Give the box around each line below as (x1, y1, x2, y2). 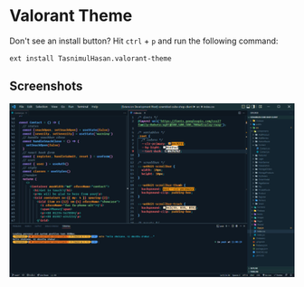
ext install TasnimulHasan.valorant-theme (9, 53, 172, 63)
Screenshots (9, 79, 83, 94)
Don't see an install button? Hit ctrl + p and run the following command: (9, 35, 279, 46)
